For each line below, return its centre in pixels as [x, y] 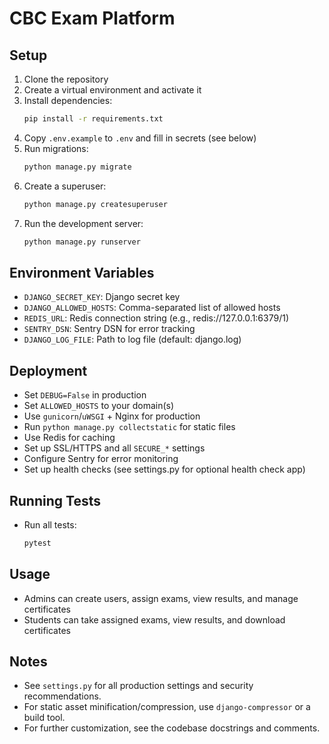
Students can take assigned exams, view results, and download [154, 619]
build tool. [44, 718]
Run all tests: [50, 524]
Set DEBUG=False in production [85, 395]
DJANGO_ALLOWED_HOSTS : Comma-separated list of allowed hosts [152, 308]
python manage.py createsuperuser [95, 204]
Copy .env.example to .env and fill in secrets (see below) [140, 138]
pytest [37, 543]
